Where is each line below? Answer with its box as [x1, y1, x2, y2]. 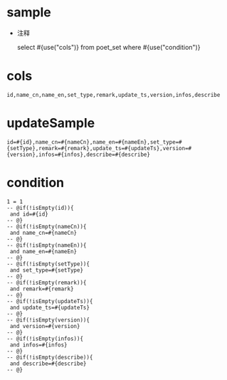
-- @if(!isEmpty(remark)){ [6, 279, 87, 286]
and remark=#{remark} [9, 285, 74, 292]
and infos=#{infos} [9, 341, 68, 349]
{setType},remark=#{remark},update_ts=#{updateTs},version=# [6, 144, 192, 152]
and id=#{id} [9, 211, 49, 218]
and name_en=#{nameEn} [9, 248, 78, 255]
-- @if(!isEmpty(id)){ [6, 204, 74, 211]
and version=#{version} [9, 322, 80, 329]
